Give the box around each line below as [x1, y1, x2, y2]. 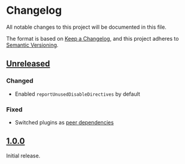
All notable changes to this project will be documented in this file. [6, 23, 167, 31]
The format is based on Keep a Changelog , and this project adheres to [6, 35, 179, 42]
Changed [6, 77, 34, 85]
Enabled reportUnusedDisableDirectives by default [14, 90, 140, 98]
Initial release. [6, 152, 41, 159]
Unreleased [6, 59, 51, 69]
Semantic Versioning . [6, 41, 58, 48]
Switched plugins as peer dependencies [14, 119, 114, 126]
